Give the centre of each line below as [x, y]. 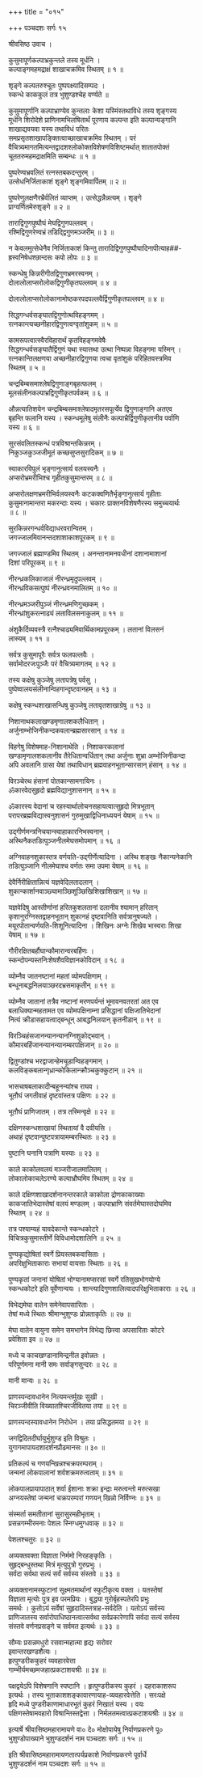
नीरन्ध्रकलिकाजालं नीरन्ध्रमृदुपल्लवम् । [56, 579]
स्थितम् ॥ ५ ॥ [27, 368]
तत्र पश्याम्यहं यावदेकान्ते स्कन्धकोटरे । [57, 1229]
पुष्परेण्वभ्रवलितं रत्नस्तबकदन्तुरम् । [52, 172]
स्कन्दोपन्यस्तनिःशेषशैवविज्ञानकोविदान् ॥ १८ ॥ [66, 960]
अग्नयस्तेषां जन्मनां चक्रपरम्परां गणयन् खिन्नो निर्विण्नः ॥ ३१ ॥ [85, 1498]
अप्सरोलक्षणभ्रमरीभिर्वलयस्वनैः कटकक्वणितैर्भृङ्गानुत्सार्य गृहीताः [85, 494]
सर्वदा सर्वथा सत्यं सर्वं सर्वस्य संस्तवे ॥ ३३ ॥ [64, 1574]
